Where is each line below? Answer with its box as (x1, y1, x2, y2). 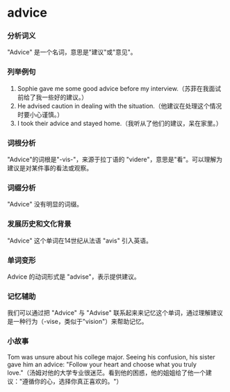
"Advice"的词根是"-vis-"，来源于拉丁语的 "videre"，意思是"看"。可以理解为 (7, 155, 223, 164)
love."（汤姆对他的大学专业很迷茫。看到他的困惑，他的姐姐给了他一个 (7, 368, 206, 377)
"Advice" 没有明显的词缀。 (7, 200, 83, 209)
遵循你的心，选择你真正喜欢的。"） (22, 377, 123, 385)
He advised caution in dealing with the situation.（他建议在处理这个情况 (17, 101, 222, 110)
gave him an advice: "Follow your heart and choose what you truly (7, 360, 197, 368)
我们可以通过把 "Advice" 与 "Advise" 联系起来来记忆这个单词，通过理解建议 (7, 309, 224, 317)
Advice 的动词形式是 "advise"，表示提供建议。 (7, 272, 140, 281)
